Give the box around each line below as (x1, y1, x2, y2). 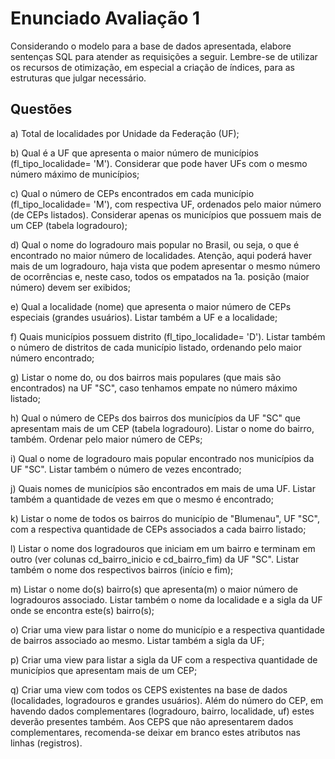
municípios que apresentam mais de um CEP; (10, 664, 198, 676)
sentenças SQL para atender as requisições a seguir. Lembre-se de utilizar (10, 50, 318, 62)
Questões (10, 101, 73, 118)
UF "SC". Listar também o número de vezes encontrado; (10, 463, 242, 475)
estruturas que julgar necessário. (10, 72, 147, 84)
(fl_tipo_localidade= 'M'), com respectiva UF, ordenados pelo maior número (10, 198, 322, 210)
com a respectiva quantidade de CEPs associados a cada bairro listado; (10, 523, 307, 535)
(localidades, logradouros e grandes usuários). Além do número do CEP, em (10, 694, 324, 706)
